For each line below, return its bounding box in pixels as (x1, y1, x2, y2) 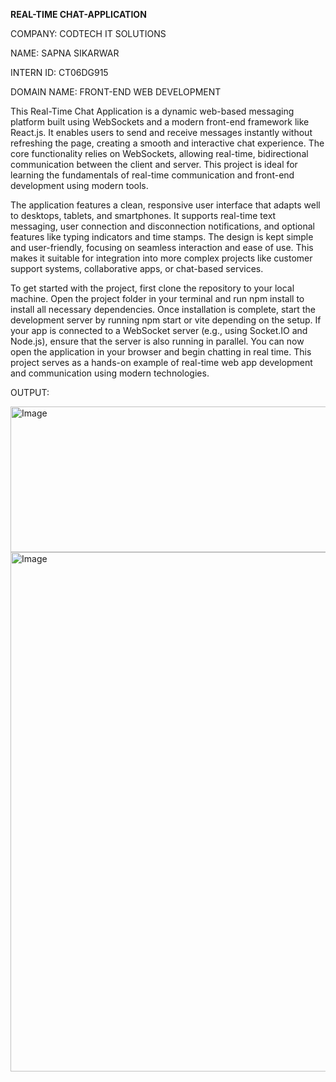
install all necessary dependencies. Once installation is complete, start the (10, 304, 316, 315)
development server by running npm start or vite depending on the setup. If (10, 314, 322, 326)
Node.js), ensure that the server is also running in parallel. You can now (10, 335, 305, 347)
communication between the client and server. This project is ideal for (10, 159, 298, 170)
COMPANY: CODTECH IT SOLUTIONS (10, 28, 167, 39)
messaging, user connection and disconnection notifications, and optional (10, 220, 315, 232)
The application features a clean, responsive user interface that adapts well (10, 199, 321, 211)
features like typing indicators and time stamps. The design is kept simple (10, 231, 314, 243)
